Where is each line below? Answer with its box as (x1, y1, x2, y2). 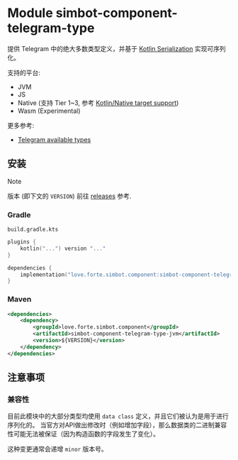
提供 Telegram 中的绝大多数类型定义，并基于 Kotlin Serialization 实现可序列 (7, 44, 227, 53)
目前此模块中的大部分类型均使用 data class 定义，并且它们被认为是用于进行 (7, 412, 229, 420)
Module (7, 5, 53, 21)
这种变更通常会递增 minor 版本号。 (7, 445, 108, 454)
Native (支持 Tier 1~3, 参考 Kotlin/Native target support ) (17, 98, 179, 107)
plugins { (7, 239, 37, 246)
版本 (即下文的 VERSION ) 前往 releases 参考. (7, 192, 132, 200)
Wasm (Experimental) (17, 106, 81, 115)
